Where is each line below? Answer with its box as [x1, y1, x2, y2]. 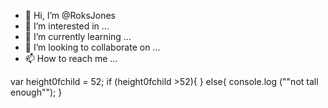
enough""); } [10, 86, 63, 98]
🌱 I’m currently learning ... [24, 31, 132, 42]
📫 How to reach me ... [24, 53, 118, 64]
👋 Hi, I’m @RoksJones [24, 10, 117, 21]
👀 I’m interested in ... [24, 20, 110, 32]
